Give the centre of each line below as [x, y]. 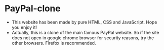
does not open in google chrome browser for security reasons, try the [83, 38]
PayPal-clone [33, 9]
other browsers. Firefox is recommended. [54, 43]
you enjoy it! [24, 27]
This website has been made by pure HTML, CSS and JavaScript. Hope [84, 22]
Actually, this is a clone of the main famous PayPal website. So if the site [85, 32]
